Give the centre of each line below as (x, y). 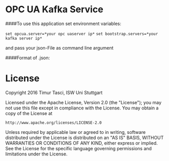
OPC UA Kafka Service (54, 9)
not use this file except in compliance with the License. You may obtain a (82, 108)
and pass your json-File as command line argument (59, 48)
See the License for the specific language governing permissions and (79, 148)
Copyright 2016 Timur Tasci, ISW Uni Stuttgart (54, 93)
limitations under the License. (36, 154)
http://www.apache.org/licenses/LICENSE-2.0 (54, 123)
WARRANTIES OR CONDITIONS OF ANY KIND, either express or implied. (81, 143)
